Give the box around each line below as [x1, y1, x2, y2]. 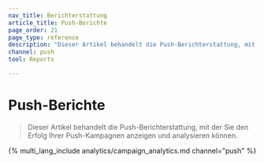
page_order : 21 [8, 26, 58, 34]
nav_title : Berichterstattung [8, 11, 108, 20]
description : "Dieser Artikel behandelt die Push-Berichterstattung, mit [8, 41, 256, 49]
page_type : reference [8, 33, 80, 42]
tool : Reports [8, 56, 55, 64]
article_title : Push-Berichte [8, 19, 108, 27]
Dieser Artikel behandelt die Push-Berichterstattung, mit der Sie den [27, 122, 249, 132]
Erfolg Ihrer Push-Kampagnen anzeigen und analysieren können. [27, 131, 238, 140]
